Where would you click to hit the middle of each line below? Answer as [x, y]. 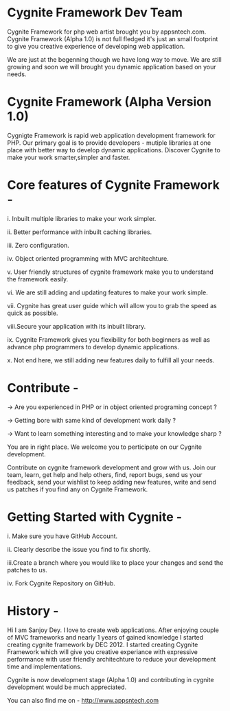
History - [33, 610]
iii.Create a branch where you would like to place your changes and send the [115, 562]
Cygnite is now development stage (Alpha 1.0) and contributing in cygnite [111, 679]
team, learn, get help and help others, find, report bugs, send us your [105, 474]
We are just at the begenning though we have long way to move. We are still [114, 59]
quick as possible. [33, 313]
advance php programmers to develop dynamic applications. [93, 347]
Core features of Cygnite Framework [113, 185]
